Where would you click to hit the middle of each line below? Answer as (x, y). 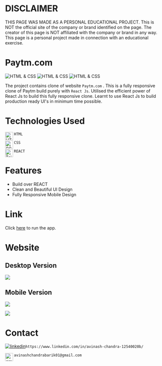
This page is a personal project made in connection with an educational (77, 38)
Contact (22, 333)
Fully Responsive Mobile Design (44, 194)
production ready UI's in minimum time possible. (54, 101)
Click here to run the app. (30, 228)
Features (23, 171)
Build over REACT (30, 184)
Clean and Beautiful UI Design (42, 189)
